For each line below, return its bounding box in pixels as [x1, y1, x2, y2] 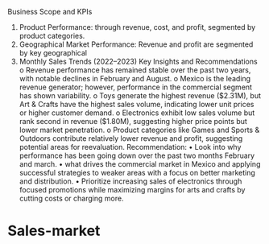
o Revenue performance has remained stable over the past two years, [19, 65, 251, 75]
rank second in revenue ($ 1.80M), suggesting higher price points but [19, 117, 247, 126]
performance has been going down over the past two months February [19, 151, 255, 160]
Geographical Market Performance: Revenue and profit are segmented [19, 39, 254, 49]
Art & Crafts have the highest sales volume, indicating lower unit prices [19, 100, 255, 109]
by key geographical [19, 48, 88, 57]
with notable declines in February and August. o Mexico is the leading [19, 74, 251, 83]
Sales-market [7, 221, 101, 240]
